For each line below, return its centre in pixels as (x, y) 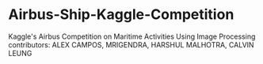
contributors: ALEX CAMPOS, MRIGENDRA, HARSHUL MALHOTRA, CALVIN (131, 44)
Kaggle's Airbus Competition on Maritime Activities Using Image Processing (132, 36)
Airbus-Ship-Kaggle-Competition (121, 15)
